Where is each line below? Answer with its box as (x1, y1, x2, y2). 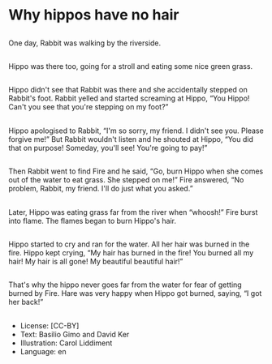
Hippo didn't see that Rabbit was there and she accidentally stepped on (8, 85, 248, 95)
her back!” (8, 298, 44, 307)
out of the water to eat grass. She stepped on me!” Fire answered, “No (8, 175, 244, 185)
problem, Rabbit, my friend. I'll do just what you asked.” (8, 184, 193, 194)
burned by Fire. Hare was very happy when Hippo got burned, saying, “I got (8, 289, 262, 298)
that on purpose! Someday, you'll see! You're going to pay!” (8, 143, 208, 152)
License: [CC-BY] (19, 320, 80, 330)
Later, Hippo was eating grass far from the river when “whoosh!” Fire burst (8, 207, 258, 216)
